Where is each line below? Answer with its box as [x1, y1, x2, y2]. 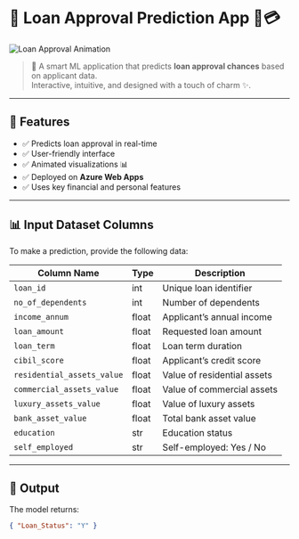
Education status [162, 426, 233, 438]
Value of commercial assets [162, 383, 279, 396]
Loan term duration [162, 339, 243, 352]
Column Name [37, 266, 100, 279]
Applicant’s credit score [162, 354, 262, 366]
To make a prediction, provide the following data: [9, 245, 189, 256]
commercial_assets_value [13, 384, 119, 394]
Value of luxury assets [162, 397, 255, 410]
